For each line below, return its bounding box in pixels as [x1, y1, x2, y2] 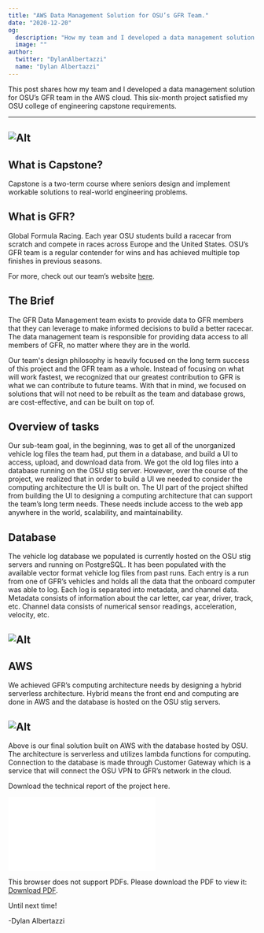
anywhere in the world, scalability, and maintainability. [8, 508, 183, 517]
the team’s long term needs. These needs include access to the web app [8, 499, 244, 509]
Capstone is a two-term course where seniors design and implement [8, 179, 230, 188]
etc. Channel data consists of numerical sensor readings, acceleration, [8, 602, 237, 611]
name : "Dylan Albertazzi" [15, 63, 101, 71]
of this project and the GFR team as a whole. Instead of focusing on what [8, 364, 244, 373]
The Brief [8, 294, 55, 308]
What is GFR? [8, 210, 75, 224]
